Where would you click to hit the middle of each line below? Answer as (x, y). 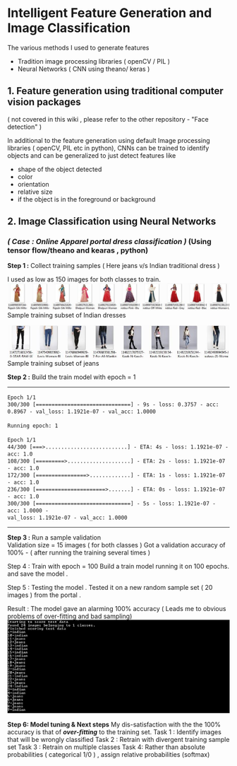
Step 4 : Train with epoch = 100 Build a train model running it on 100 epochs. (118, 566)
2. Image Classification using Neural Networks (112, 222)
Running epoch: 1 (33, 426)
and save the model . (38, 574)
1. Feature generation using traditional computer (115, 91)
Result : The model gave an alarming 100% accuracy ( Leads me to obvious (117, 608)
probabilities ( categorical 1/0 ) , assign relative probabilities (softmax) (109, 755)
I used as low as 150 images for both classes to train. (84, 279)
